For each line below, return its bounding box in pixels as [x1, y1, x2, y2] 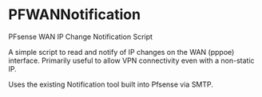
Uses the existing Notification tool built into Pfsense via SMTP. [8, 80, 214, 89]
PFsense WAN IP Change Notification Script [8, 32, 153, 41]
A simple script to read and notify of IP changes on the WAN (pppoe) [8, 47, 235, 56]
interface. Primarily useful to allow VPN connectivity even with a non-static [8, 56, 255, 65]
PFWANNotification [8, 6, 141, 24]
